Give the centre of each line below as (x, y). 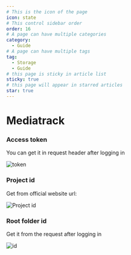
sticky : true (23, 79)
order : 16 (19, 29)
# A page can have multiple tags (48, 51)
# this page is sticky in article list (56, 74)
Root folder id (27, 220)
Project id (21, 180)
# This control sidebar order (44, 23)
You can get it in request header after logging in (65, 153)
